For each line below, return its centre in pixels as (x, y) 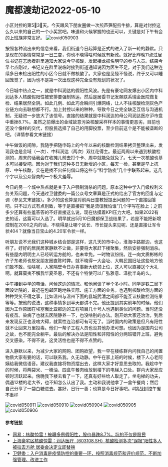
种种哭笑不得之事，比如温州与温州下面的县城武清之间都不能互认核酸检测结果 (84, 296)
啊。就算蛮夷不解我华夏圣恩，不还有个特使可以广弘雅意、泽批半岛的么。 (79, 273)
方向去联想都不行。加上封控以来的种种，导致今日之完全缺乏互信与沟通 (86, 109)
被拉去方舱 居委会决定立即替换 (44, 447)
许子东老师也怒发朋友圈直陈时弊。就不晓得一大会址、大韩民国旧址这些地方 (82, 260)
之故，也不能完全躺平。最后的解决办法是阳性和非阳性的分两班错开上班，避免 (84, 334)
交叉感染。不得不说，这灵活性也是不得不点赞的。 (55, 340)
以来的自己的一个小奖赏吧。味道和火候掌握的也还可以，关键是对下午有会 (88, 31)
